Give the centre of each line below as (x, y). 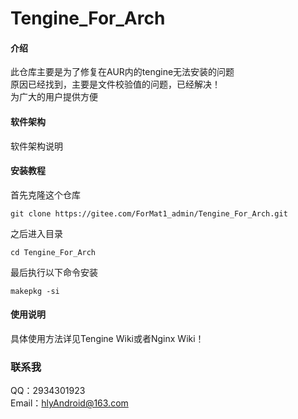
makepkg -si (35, 291)
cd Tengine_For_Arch (53, 252)
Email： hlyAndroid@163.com (69, 403)
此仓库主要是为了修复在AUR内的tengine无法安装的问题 (122, 72)
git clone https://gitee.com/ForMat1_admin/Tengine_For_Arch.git (149, 213)
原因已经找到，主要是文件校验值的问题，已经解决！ (115, 84)
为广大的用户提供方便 (54, 97)
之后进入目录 (36, 233)
